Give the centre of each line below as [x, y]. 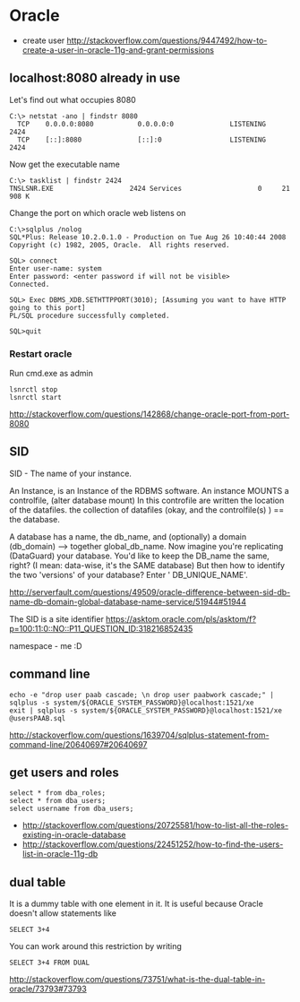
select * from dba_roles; [57, 793]
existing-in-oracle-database [74, 835]
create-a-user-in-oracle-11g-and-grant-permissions [118, 49]
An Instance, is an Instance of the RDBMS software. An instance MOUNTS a [149, 490]
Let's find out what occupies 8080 [73, 99]
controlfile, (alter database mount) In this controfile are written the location [147, 500]
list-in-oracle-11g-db [60, 854]
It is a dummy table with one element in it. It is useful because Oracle [137, 904]
